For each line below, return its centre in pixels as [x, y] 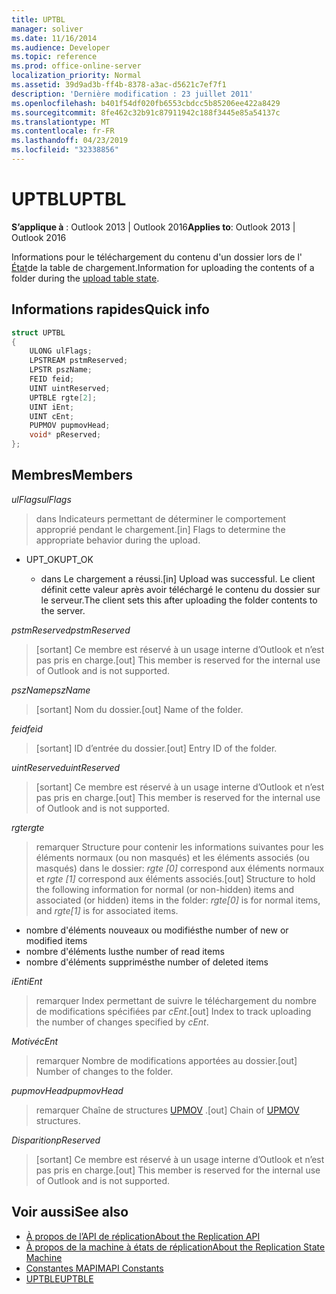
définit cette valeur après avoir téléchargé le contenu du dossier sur [180, 589]
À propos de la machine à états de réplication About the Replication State [175, 1247]
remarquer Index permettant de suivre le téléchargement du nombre [176, 1000]
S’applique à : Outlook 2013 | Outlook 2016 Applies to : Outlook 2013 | [153, 227]
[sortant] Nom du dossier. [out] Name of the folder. [139, 709]
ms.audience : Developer [61, 47]
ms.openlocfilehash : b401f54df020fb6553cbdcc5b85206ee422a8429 [146, 103]
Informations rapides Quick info [110, 309]
